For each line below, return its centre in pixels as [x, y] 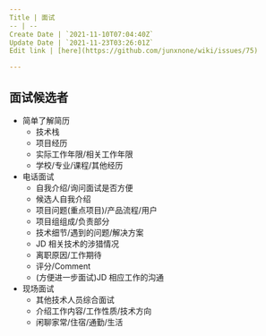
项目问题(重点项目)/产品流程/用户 [96, 210]
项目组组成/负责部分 [73, 221]
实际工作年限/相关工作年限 [84, 154]
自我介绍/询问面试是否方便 [84, 187]
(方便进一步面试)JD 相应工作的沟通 [99, 277]
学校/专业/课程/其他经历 [79, 165]
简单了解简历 [46, 120]
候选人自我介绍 [63, 199]
